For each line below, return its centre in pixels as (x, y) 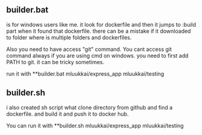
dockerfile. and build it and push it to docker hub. (67, 114)
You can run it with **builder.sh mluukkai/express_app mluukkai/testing (95, 125)
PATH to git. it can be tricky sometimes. (55, 62)
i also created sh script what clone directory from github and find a (90, 107)
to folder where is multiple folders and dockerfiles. (69, 37)
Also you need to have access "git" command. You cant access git (89, 49)
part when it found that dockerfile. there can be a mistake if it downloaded (99, 31)
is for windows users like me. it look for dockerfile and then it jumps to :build (101, 24)
